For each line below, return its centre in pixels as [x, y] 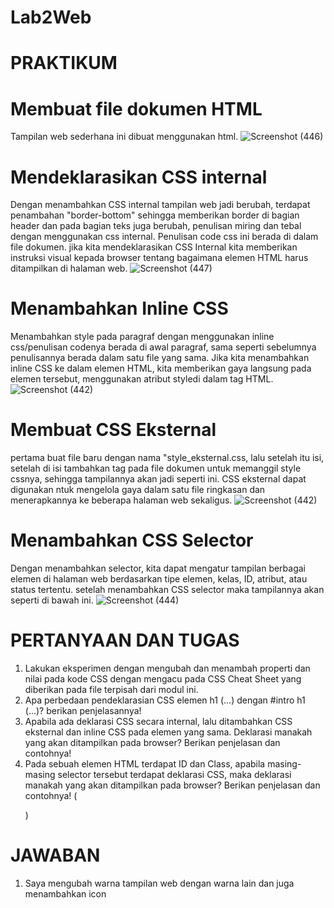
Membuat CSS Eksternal [113, 430]
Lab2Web [51, 17]
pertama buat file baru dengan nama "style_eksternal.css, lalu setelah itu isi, [167, 458]
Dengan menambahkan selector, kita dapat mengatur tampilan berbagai [158, 568]
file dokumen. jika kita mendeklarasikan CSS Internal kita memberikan [154, 247]
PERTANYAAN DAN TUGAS [125, 640]
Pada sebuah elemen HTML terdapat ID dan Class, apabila [145, 764]
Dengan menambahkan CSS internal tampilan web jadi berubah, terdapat [160, 205]
